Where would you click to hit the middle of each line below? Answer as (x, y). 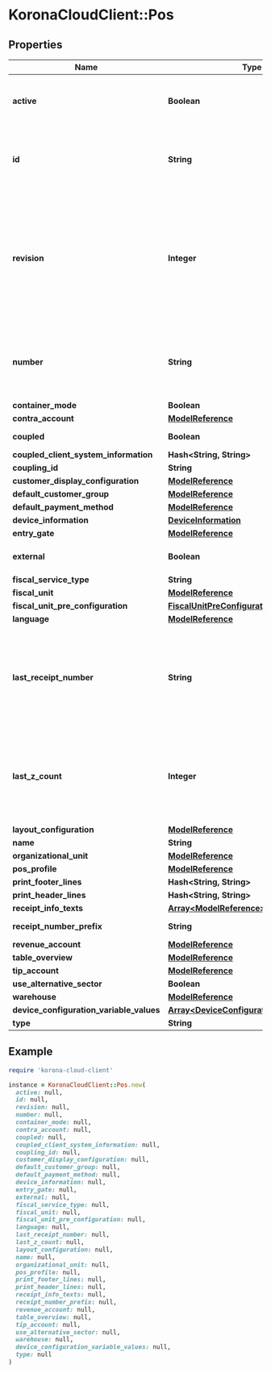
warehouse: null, (45, 1340)
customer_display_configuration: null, (83, 1160)
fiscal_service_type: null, (63, 1204)
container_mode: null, (54, 1122)
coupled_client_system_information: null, (88, 1145)
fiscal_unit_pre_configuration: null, (81, 1220)
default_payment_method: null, (68, 1175)
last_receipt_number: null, (63, 1235)
